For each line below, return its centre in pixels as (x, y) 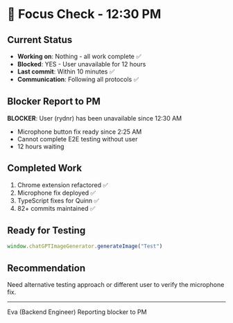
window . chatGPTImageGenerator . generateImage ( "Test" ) (85, 246)
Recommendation (46, 268)
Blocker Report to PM (54, 102)
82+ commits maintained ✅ (56, 208)
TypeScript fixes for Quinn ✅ (58, 200)
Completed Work (44, 168)
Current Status (40, 40)
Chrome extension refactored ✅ (63, 185)
